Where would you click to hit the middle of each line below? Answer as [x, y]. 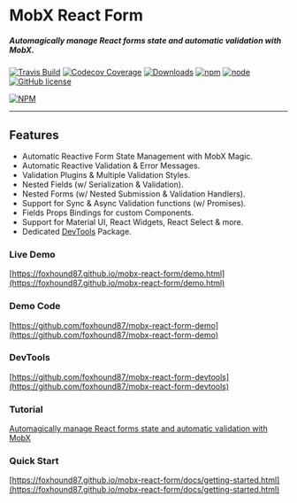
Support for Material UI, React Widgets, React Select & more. [133, 221]
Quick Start [34, 461]
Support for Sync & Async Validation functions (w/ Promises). [134, 203]
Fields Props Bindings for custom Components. [108, 213]
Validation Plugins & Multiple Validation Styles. [106, 174]
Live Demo [32, 254]
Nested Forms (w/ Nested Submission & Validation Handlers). [133, 193]
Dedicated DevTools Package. [77, 231]
